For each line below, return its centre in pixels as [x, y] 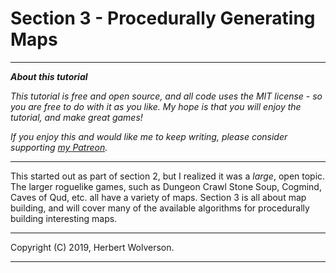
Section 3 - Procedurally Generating [163, 18]
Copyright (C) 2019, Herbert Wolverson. [92, 247]
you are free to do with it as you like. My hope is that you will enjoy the [156, 106]
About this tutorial [49, 76]
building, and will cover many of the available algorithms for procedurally [160, 208]
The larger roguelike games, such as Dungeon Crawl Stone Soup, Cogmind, [166, 186]
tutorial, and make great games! [76, 117]
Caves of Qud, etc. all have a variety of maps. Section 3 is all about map [158, 197]
